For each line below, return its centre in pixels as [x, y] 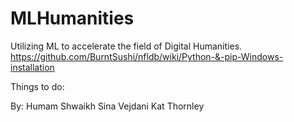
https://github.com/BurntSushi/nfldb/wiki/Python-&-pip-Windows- [147, 56]
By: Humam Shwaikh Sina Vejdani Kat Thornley [107, 106]
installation [32, 67]
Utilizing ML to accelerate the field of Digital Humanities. [126, 46]
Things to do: [37, 86]
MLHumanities [72, 18]
